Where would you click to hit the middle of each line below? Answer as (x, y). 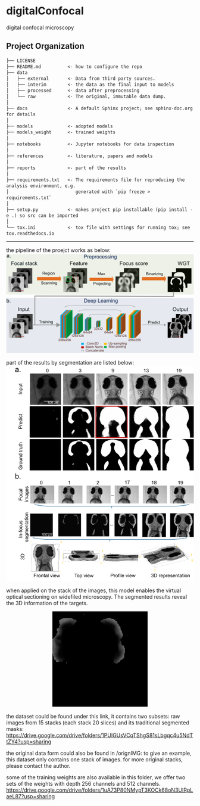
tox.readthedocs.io (30, 234)
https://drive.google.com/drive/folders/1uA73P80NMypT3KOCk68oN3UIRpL (100, 790)
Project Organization (45, 46)
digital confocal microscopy (40, 27)
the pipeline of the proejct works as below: (59, 250)
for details (21, 114)
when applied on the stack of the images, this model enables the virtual (94, 590)
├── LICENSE (21, 61)
